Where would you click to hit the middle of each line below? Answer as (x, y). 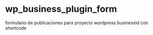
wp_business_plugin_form (61, 9)
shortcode (16, 28)
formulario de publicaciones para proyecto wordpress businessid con (77, 23)
